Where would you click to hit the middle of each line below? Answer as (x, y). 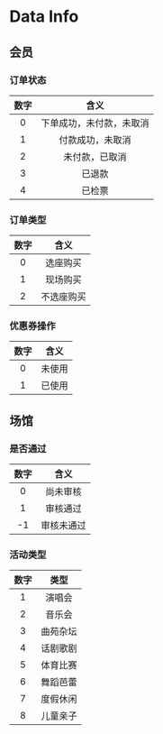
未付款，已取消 (95, 157)
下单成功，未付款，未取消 (95, 123)
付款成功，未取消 (95, 140)
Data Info (44, 17)
